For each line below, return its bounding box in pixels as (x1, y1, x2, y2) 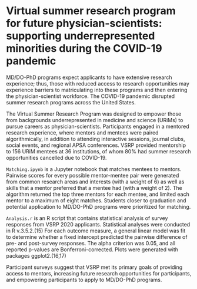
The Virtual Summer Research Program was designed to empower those (6, 110, 182, 117)
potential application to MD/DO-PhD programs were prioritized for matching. (6, 203, 191, 210)
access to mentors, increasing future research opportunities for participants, (6, 270, 192, 277)
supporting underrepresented (6, 29, 155, 42)
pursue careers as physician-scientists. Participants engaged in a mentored (6, 123, 189, 130)
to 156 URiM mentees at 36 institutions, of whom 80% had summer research (6, 147, 191, 155)
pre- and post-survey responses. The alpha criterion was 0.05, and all (6, 239, 176, 247)
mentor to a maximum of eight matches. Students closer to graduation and (6, 196, 186, 204)
